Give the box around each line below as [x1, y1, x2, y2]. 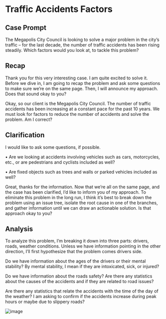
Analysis [5, 225, 33, 233]
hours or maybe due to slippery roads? [5, 299, 85, 305]
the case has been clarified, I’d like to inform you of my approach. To [5, 189, 146, 195]
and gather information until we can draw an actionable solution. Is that [5, 205, 151, 211]
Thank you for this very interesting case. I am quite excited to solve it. [5, 75, 148, 81]
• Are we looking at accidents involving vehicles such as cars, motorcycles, [5, 154, 161, 160]
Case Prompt [5, 23, 46, 32]
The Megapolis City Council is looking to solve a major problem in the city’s [5, 36, 160, 42]
